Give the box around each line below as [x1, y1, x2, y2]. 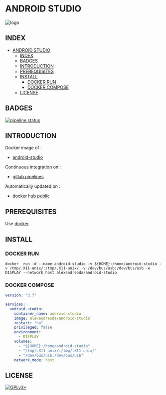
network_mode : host [14, 357, 55, 363]
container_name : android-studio [14, 311, 81, 316]
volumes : [14, 339, 32, 344]
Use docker [5, 221, 29, 227]
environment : [14, 330, 41, 335]
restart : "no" [14, 320, 43, 325]
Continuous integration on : [5, 164, 61, 170]
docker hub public [12, 193, 50, 199]
